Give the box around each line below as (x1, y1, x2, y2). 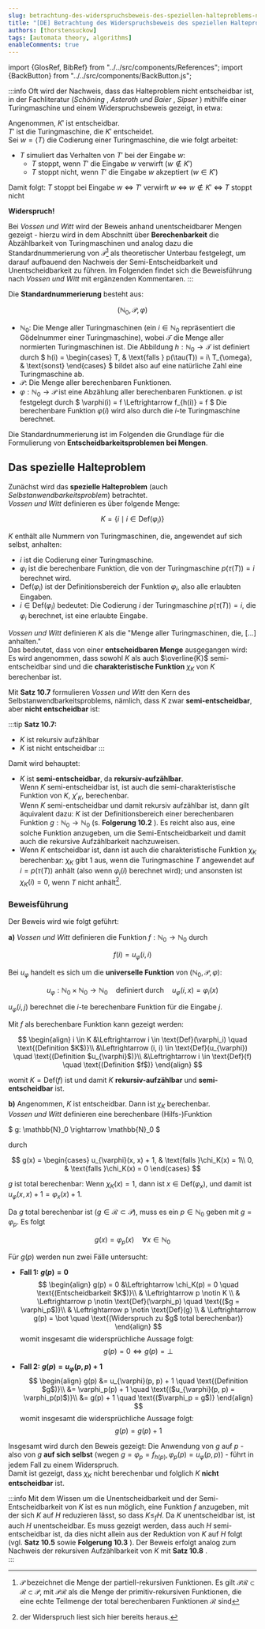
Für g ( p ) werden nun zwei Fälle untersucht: (8, 1252, 148, 1261)
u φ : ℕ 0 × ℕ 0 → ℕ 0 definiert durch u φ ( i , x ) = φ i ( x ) (47, 985, 218, 997)
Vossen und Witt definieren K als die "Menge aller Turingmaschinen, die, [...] (8, 628, 256, 637)
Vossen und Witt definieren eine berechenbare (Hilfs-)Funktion (8, 1110, 213, 1119)
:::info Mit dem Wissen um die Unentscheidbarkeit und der (8, 1494, 198, 1503)
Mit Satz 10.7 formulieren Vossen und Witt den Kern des (8, 687, 191, 696)
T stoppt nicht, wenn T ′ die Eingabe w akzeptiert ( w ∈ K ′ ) (31, 168, 218, 177)
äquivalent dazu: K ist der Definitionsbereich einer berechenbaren (19, 809, 234, 819)
